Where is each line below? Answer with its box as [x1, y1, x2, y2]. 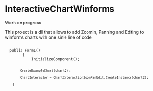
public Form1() [9, 48, 41, 53]
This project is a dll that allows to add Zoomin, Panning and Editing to [5, 29, 144, 35]
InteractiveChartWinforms [5, 3, 115, 15]
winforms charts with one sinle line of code [5, 34, 92, 40]
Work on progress [5, 20, 42, 25]
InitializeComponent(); [31, 56, 80, 62]
